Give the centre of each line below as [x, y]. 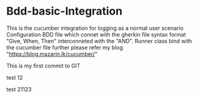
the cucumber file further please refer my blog [65, 47]
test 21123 [19, 89]
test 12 [15, 77]
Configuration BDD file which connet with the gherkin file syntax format [96, 34]
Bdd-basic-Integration [64, 11]
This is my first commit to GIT [43, 66]
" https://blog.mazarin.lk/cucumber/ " [52, 54]
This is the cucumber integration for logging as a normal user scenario [95, 28]
